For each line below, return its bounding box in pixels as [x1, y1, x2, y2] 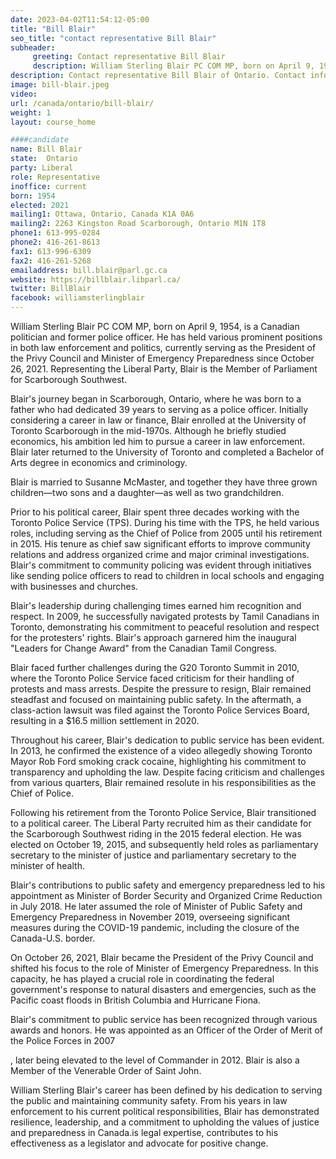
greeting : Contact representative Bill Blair [32, 52, 226, 62]
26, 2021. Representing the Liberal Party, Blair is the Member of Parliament [10, 363, 318, 375]
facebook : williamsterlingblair [10, 293, 145, 303]
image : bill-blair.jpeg [10, 80, 110, 90]
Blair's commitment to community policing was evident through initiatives [10, 559, 312, 571]
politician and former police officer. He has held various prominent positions [10, 331, 323, 343]
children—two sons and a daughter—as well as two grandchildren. [10, 487, 285, 498]
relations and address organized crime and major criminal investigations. [10, 549, 310, 560]
